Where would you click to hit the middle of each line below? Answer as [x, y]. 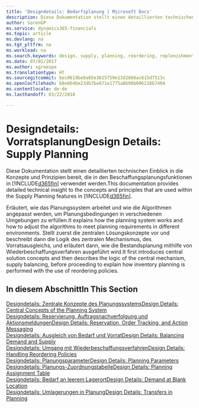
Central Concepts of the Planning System [57, 310]
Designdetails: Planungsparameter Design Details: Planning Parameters [92, 360]
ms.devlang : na [25, 39]
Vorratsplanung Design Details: [84, 142]
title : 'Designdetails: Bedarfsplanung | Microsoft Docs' [79, 12]
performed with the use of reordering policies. [62, 270]
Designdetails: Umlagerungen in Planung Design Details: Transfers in [89, 392]
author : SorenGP [26, 23]
